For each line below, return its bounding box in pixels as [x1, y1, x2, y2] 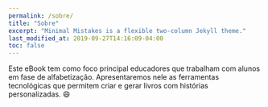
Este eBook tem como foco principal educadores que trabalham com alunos [8, 64, 260, 73]
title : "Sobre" [8, 19, 60, 27]
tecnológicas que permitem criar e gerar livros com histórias [8, 81, 208, 91]
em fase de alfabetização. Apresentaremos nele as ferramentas [8, 72, 220, 82]
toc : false [8, 42, 45, 50]
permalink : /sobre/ [8, 11, 74, 20]
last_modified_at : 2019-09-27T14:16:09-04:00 [8, 34, 163, 43]
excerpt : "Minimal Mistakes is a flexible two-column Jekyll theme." [8, 27, 247, 35]
